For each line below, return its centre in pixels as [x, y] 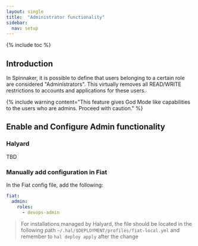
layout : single [25, 12]
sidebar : [17, 23]
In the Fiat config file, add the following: [55, 185]
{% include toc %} [29, 45]
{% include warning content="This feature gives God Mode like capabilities [98, 102]
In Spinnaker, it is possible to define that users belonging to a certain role [96, 78]
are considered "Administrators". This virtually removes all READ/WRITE [94, 84]
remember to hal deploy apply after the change [79, 236]
